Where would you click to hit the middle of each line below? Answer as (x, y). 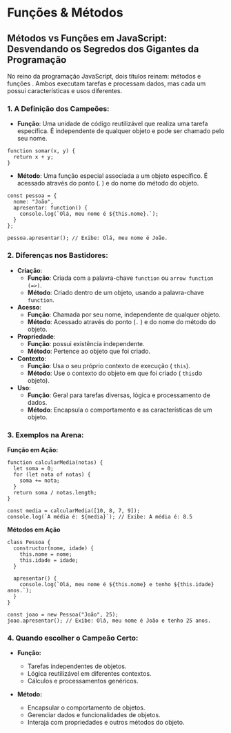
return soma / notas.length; (55, 492)
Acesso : (29, 307)
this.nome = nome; (46, 554)
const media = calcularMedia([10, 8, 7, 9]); (73, 511)
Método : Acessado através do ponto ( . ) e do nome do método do (122, 321)
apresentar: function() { (51, 208)
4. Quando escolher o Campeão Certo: (73, 638)
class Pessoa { (29, 542)
